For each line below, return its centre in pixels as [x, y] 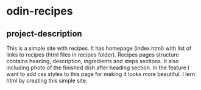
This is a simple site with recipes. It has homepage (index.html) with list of [99, 48]
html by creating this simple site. [47, 81]
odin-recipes [40, 11]
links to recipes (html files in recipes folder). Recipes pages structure [93, 55]
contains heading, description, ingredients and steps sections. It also [93, 61]
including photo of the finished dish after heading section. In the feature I [98, 67]
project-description [44, 34]
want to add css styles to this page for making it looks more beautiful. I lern [101, 74]
